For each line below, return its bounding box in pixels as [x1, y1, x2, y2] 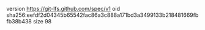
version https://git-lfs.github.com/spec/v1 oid [6, 5, 121, 12]
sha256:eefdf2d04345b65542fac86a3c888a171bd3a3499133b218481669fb [6, 11, 199, 19]
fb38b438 [6, 18, 32, 25]
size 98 [32, 18, 52, 25]
